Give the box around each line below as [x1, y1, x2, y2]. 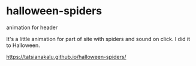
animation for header [6, 24, 58, 31]
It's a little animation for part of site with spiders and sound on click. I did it [6, 35, 191, 42]
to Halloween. [6, 42, 40, 49]
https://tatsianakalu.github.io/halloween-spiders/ [6, 53, 127, 60]
